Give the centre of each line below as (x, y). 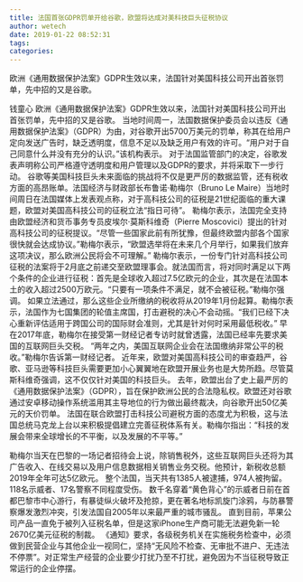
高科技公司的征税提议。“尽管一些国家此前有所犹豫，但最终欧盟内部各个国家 (150, 233)
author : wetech (38, 26)
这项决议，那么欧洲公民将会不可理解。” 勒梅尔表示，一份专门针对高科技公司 (149, 256)
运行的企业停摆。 (49, 568)
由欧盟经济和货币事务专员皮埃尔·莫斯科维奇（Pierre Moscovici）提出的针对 (148, 221)
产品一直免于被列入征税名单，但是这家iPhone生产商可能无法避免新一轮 (148, 523)
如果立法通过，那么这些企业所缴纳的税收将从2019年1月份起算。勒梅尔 (156, 301)
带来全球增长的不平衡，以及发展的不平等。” (104, 436)
